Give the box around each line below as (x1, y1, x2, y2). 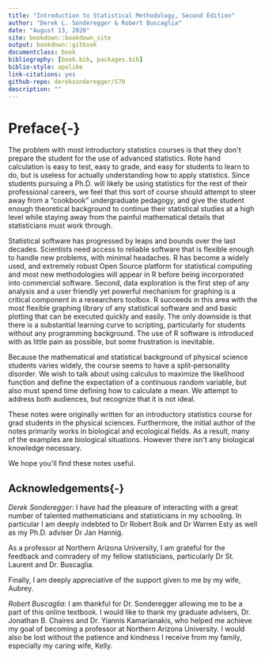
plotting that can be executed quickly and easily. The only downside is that (8, 312, 252, 321)
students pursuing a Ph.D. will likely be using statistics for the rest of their (8, 179, 248, 188)
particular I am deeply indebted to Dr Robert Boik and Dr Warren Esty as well (8, 520, 258, 529)
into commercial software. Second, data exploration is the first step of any (8, 278, 249, 288)
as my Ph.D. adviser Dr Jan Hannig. (8, 528, 124, 538)
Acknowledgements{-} (8, 482, 125, 495)
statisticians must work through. (8, 221, 113, 230)
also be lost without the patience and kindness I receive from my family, (8, 633, 243, 642)
